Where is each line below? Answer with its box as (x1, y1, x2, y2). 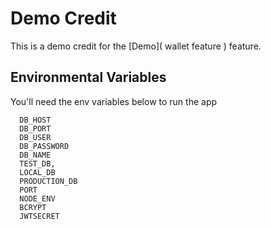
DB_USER (19, 132, 52, 142)
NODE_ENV (19, 193, 56, 204)
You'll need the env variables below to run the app (10, 95, 218, 107)
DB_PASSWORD (19, 141, 70, 151)
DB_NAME (19, 150, 52, 160)
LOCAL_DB (19, 167, 56, 177)
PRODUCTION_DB (19, 176, 78, 186)
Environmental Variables (10, 69, 167, 86)
